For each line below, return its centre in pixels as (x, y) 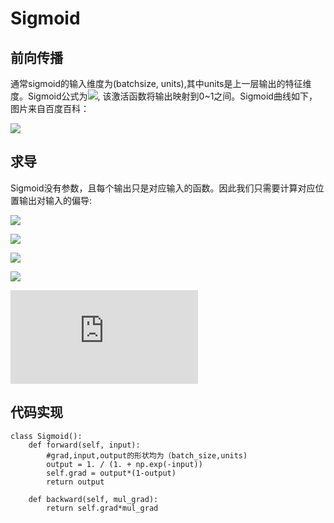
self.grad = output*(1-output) (111, 473)
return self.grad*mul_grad (102, 508)
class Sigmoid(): (46, 436)
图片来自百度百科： (50, 108)
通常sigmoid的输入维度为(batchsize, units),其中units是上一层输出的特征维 (161, 83)
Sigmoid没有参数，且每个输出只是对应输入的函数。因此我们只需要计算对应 (163, 188)
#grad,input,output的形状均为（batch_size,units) (147, 455)
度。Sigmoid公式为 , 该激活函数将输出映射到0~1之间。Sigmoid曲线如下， (164, 96)
